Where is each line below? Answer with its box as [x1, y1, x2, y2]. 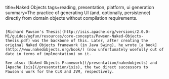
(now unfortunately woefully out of [87, 47, 164, 52]
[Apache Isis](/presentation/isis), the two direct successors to [5, 65, 148, 70]
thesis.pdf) [5, 38, 30, 43]
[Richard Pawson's [5, 29, 44, 34]
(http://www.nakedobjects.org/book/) [5, 47, 85, 52]
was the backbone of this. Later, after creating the [32, 38, 148, 43]
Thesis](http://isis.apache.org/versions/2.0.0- [46, 29, 151, 34]
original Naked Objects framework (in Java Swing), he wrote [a [5, 43, 144, 48]
